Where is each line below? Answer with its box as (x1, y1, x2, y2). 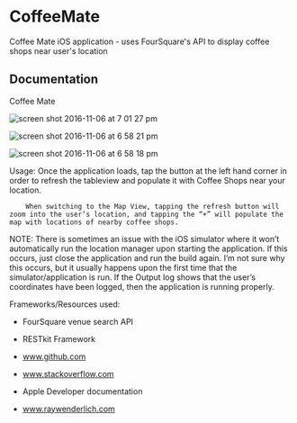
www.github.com (22, 351, 86, 362)
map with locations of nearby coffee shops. (9, 218, 179, 227)
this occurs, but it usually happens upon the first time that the (9, 262, 238, 273)
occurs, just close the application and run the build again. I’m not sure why (9, 252, 285, 263)
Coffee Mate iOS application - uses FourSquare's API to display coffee (9, 36, 270, 47)
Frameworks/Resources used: (9, 299, 121, 310)
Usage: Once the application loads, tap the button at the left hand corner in (9, 165, 288, 176)
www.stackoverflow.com (22, 368, 114, 379)
